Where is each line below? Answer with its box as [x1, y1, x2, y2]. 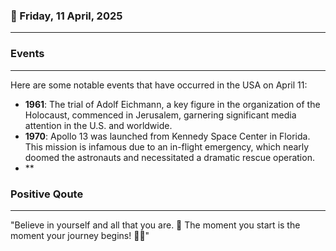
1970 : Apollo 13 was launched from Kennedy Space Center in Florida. [24, 130, 311, 142]
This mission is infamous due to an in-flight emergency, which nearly [24, 140, 310, 153]
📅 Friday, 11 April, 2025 [10, 9, 123, 23]
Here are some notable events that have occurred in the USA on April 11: [10, 79, 308, 91]
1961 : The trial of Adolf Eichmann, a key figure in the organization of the [24, 98, 321, 110]
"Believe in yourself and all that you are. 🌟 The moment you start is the [10, 219, 301, 231]
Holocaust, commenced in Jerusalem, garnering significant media [24, 109, 297, 121]
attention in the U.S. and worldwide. [24, 119, 173, 131]
